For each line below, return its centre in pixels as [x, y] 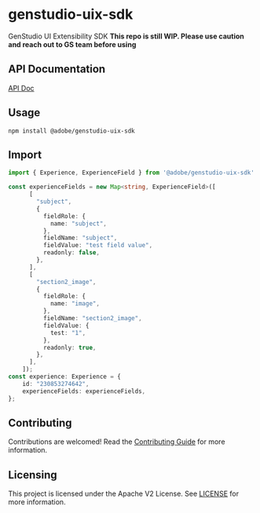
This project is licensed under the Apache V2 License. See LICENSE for [124, 494]
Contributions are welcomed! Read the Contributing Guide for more [117, 442]
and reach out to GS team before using [72, 44]
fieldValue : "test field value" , [98, 246]
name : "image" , [75, 304]
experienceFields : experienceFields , [84, 391]
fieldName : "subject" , [80, 238]
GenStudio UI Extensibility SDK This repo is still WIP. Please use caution [126, 36]
